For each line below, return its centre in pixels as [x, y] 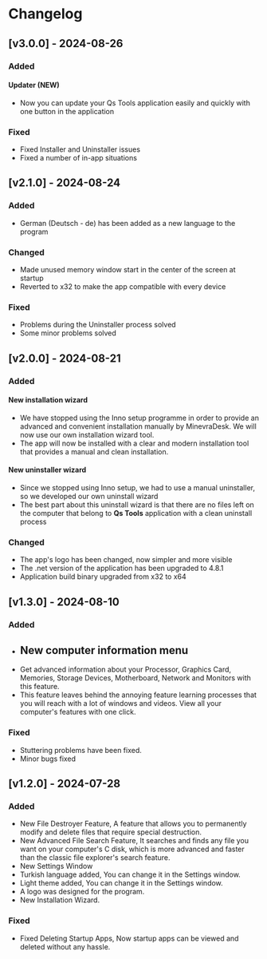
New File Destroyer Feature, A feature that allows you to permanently [133, 824]
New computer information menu [104, 650]
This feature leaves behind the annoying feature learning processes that [138, 695]
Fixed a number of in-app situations [79, 158]
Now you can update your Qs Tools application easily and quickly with [135, 103]
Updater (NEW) [34, 85]
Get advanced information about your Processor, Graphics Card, [126, 670]
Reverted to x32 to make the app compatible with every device [123, 286]
